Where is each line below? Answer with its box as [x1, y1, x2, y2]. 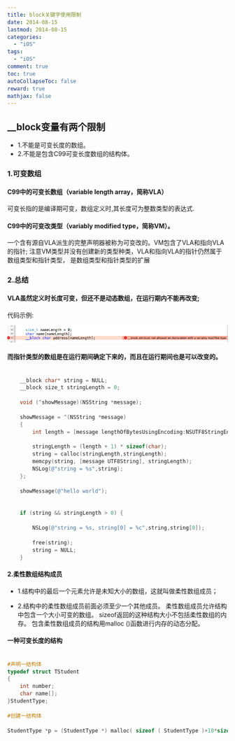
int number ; [20, 683, 55, 690]
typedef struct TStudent [7, 668, 80, 675]
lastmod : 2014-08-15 [7, 26, 68, 33]
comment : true [7, 63, 49, 70]
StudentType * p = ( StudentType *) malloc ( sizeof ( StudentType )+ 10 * [7, 727, 218, 734]
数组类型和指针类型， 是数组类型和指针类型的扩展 [7, 256, 150, 264]
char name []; [20, 690, 58, 698]
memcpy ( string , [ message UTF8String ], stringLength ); [32, 458, 192, 465]
